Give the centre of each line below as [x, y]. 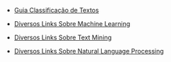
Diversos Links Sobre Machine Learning [72, 24]
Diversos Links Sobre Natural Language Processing [89, 51]
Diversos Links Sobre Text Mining [63, 37]
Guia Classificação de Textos [56, 10]
